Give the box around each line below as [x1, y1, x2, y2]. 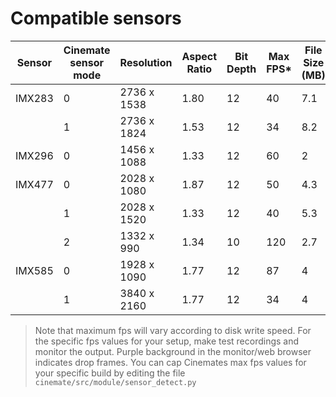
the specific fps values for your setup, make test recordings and [34, 335, 300, 347]
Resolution [119, 55, 173, 69]
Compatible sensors [10, 7, 182, 30]
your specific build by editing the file [34, 367, 186, 379]
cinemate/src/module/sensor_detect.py [34, 377, 197, 387]
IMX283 [15, 91, 54, 105]
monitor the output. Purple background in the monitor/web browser [34, 345, 312, 357]
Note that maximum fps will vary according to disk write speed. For [34, 324, 312, 336]
